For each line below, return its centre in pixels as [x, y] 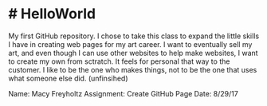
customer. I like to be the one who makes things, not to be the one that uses [133, 69]
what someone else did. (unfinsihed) [69, 78]
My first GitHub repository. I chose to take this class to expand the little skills [134, 36]
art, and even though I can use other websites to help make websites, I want [133, 53]
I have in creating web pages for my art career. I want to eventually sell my [130, 44]
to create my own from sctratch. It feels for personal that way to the [119, 61]
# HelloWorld [52, 14]
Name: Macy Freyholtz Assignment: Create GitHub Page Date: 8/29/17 [124, 93]
